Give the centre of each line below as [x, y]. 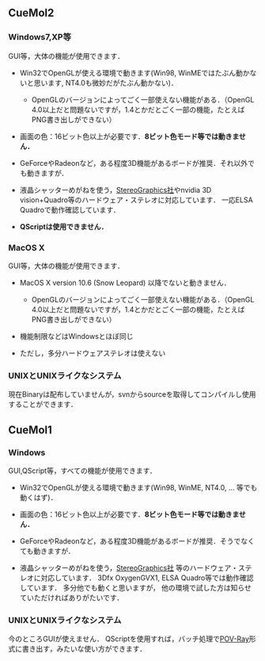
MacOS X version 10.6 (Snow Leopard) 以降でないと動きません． [125, 282]
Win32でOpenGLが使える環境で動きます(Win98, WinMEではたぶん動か [134, 73]
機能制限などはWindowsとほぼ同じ [76, 336]
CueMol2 [31, 13]
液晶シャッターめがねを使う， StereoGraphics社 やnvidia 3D [115, 190]
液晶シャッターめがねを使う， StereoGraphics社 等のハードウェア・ [129, 567]
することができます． [43, 405]
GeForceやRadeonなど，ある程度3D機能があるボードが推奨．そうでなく [137, 541]
